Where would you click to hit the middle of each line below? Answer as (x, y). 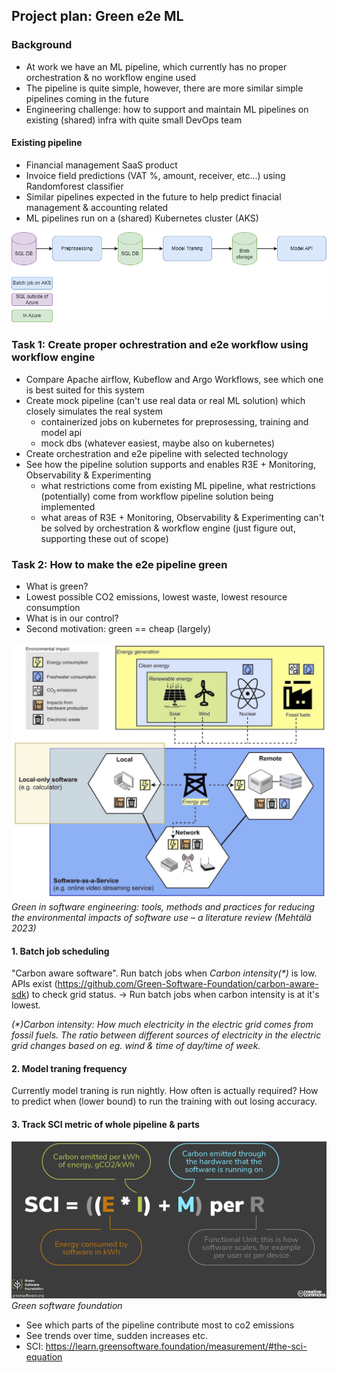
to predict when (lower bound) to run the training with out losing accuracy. (164, 1101)
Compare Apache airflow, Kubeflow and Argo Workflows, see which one (174, 379)
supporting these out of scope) (104, 538)
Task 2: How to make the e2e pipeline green (119, 564)
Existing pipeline (47, 143)
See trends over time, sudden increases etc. (117, 1335)
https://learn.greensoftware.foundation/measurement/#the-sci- (176, 1346)
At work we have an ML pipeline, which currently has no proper (156, 66)
